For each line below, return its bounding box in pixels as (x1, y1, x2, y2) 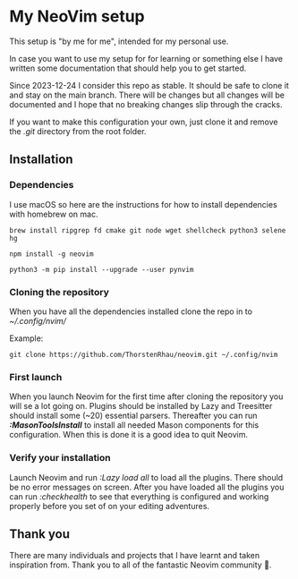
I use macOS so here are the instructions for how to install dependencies (9, 199, 277, 209)
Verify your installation (9, 452, 112, 464)
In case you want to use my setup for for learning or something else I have (9, 53, 284, 64)
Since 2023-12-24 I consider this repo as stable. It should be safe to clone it (9, 80, 289, 90)
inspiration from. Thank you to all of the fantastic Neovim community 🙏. (9, 559, 272, 570)
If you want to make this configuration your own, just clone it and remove (9, 116, 278, 127)
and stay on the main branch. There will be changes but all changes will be (9, 89, 285, 100)
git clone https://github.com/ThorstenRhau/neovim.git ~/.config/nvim (9, 350, 278, 359)
